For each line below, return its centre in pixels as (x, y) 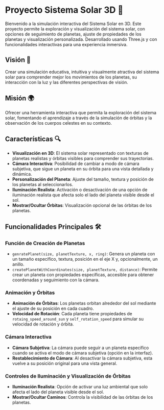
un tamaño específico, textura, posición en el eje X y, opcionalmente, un (85, 259)
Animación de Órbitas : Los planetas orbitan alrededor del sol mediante (84, 303)
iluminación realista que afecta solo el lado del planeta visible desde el (83, 195)
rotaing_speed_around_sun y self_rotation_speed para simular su (78, 319)
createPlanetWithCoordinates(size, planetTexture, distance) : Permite (85, 270)
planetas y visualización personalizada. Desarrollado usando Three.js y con (81, 39)
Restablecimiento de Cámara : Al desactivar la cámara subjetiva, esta (82, 358)
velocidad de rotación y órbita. (43, 324)
